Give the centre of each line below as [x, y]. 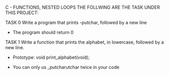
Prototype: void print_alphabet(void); [51, 57]
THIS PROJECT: [22, 13]
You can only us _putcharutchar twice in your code [66, 67]
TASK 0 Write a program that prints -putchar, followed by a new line [76, 23]
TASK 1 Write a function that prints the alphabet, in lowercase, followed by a [85, 42]
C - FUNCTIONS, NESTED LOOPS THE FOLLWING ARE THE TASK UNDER [83, 7]
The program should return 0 [43, 32]
